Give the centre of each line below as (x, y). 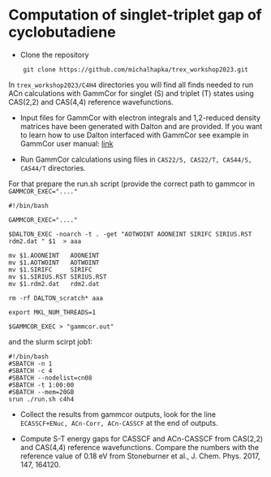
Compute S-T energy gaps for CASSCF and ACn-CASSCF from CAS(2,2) (142, 438)
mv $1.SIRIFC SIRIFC (50, 270)
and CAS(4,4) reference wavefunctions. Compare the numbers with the (140, 447)
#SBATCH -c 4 (30, 371)
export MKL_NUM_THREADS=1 (52, 312)
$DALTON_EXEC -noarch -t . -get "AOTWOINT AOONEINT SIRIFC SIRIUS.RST (130, 234)
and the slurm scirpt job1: (51, 341)
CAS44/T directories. (53, 167)
